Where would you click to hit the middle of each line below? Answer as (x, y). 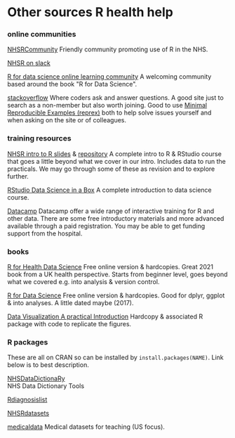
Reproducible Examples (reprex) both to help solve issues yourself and (109, 112)
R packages (28, 342)
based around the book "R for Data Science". (72, 84)
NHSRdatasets (28, 413)
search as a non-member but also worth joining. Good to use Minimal (107, 105)
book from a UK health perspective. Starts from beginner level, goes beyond (117, 274)
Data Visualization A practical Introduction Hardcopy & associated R (105, 316)
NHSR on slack (29, 63)
